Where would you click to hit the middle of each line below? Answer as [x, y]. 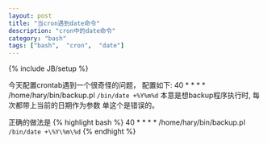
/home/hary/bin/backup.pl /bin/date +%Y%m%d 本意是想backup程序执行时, [130, 95]
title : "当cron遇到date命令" [54, 23]
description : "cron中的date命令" [62, 31]
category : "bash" [38, 38]
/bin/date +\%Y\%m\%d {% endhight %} [72, 132]
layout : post [30, 16]
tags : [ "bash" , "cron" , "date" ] [67, 46]
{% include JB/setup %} [48, 68]
